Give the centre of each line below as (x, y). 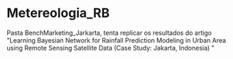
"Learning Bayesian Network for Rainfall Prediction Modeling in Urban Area (116, 40)
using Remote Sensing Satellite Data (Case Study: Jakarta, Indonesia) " (110, 48)
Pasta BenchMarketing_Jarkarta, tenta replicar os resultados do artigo (109, 33)
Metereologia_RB (58, 13)
